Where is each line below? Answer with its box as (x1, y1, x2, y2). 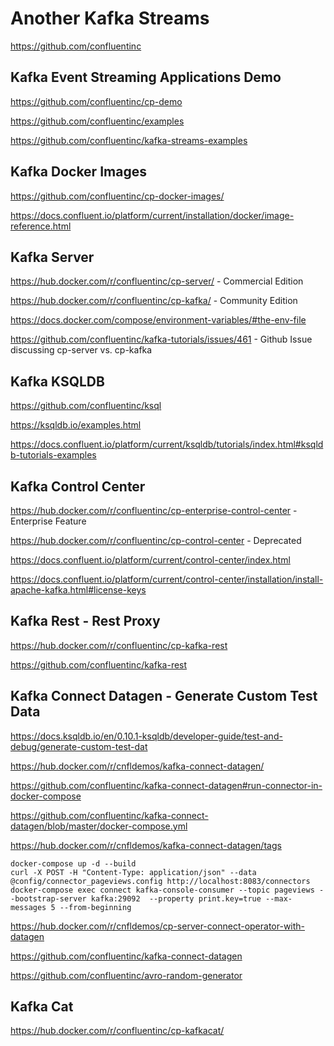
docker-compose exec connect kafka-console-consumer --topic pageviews (10, 885, 315, 895)
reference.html (10, 220, 72, 232)
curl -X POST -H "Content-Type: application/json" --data (10, 867, 257, 877)
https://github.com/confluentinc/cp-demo (10, 95, 183, 107)
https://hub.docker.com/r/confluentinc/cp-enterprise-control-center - (10, 505, 298, 516)
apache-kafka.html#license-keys (10, 584, 147, 596)
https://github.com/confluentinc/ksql (10, 400, 162, 412)
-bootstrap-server (10, 893, 87, 904)
